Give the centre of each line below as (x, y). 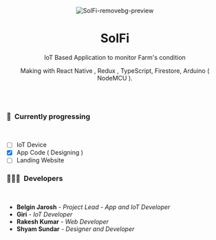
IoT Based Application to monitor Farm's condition (115, 57)
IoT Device (32, 145)
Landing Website (40, 160)
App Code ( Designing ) (50, 153)
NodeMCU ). (115, 78)
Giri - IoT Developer (44, 214)
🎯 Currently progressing (48, 116)
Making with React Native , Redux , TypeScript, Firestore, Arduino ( (115, 70)
